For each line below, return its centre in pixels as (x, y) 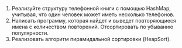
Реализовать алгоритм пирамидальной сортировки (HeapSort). (91, 39)
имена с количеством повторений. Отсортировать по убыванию (92, 27)
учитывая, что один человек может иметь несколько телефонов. (93, 14)
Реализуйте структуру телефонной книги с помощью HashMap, (91, 8)
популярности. (30, 33)
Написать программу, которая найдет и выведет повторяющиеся (94, 21)
